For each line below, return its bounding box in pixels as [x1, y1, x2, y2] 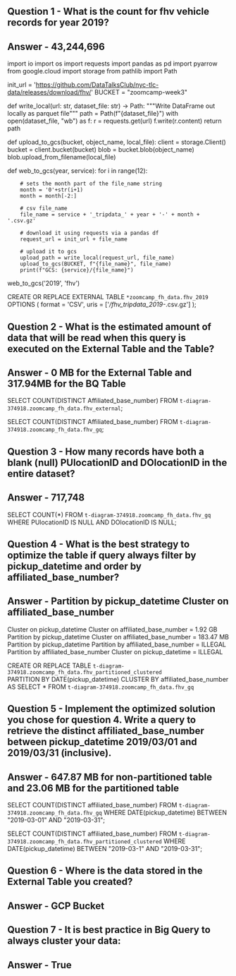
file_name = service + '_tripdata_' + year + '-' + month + [20, 211, 200, 218]
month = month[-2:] [20, 193, 77, 200]
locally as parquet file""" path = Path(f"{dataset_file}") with [7, 109, 178, 118]
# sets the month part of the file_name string [20, 180, 162, 188]
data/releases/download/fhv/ [7, 88, 92, 97]
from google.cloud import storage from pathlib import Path [7, 67, 178, 76]
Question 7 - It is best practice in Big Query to [7, 924, 211, 936]
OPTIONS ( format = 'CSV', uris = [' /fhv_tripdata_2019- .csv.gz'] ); [7, 300, 197, 309]
